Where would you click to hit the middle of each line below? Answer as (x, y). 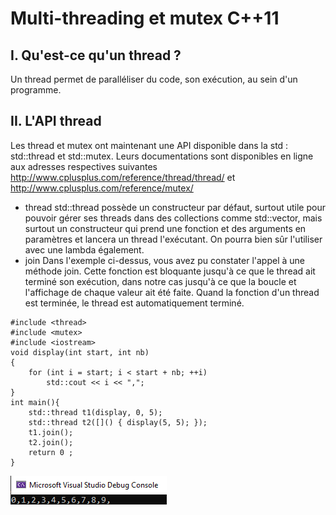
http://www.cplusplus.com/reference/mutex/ (102, 188)
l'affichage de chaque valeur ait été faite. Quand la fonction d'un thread (172, 292)
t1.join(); (51, 432)
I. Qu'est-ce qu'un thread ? (96, 55)
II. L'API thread (56, 121)
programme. (36, 90)
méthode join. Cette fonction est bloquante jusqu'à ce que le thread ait (170, 271)
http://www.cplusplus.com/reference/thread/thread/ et (123, 177)
